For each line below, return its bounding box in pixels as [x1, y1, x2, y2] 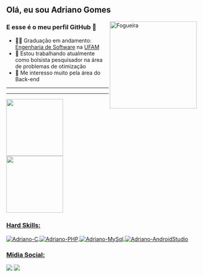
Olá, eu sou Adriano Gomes [6, 5, 111, 15]
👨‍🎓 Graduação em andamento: [14, 36, 92, 44]
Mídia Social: [6, 250, 45, 259]
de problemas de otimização [14, 62, 86, 70]
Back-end [14, 75, 40, 82]
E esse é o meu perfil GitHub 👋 [6, 23, 97, 32]
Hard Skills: [6, 221, 41, 229]
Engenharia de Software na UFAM [14, 43, 100, 50]
